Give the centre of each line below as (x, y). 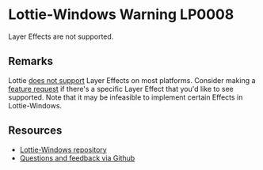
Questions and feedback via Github (77, 158)
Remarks (31, 61)
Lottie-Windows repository (63, 149)
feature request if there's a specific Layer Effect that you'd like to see (121, 89)
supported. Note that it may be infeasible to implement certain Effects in (126, 97)
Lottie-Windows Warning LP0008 (121, 15)
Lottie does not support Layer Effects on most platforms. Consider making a (132, 80)
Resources (35, 131)
